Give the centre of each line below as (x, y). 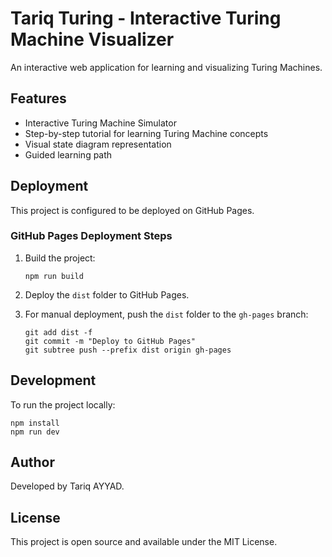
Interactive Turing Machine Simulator (100, 123)
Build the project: (60, 258)
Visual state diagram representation (98, 144)
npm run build (54, 276)
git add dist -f (58, 332)
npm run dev (35, 432)
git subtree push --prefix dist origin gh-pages (128, 350)
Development (53, 380)
